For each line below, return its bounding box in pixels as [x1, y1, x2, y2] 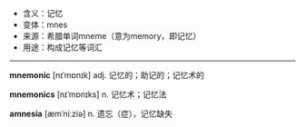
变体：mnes [22, 19, 68, 30]
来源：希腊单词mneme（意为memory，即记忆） [22, 31, 202, 41]
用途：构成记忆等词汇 [22, 42, 103, 53]
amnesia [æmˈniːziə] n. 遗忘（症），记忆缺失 [9, 108, 173, 119]
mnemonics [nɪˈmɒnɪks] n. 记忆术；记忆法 [9, 89, 167, 100]
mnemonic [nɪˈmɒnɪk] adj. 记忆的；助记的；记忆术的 [9, 70, 204, 80]
